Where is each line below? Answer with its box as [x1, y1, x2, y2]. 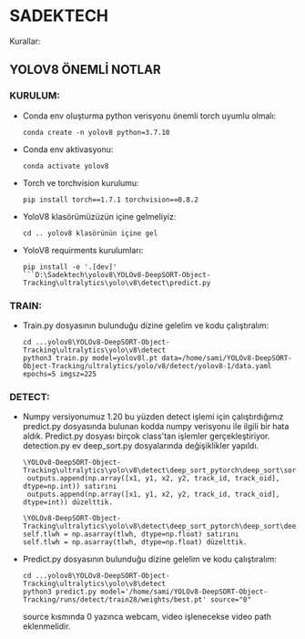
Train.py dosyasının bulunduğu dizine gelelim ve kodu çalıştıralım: [22, 320, 269, 331]
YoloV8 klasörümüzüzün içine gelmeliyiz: [22, 211, 177, 222]
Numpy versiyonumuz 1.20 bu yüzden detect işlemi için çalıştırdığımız [22, 411, 284, 422]
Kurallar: [9, 36, 41, 46]
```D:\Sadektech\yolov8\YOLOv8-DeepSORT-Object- [22, 270, 211, 279]
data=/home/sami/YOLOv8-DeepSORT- [161, 353, 293, 363]
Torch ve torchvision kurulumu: [22, 177, 139, 188]
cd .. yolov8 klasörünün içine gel [22, 229, 158, 238]
